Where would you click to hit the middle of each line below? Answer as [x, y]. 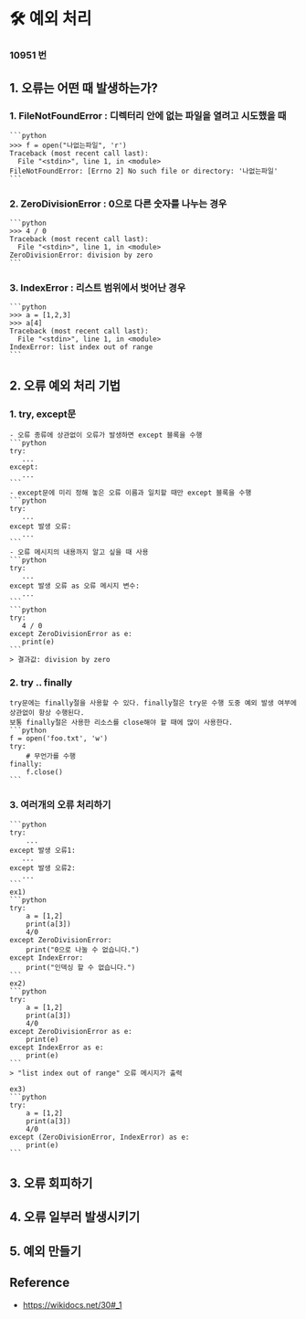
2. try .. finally [41, 682]
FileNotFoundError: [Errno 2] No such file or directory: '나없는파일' [144, 171]
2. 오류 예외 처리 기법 [65, 385]
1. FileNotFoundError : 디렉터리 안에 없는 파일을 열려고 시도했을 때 [148, 116]
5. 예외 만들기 [46, 1251]
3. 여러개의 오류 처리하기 [60, 805]
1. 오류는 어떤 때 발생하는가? [84, 88]
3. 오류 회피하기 [51, 1183]
